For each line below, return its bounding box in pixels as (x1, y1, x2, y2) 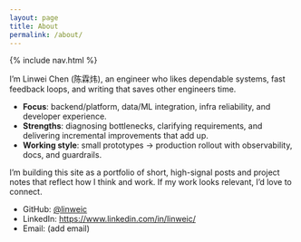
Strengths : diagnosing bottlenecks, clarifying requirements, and (22, 121, 263, 131)
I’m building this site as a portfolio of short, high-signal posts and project (9, 167, 280, 178)
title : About (9, 22, 59, 31)
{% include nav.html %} (9, 55, 98, 66)
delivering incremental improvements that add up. (22, 131, 209, 141)
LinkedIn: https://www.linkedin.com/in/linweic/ (22, 214, 197, 225)
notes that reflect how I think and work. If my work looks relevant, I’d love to (9, 177, 293, 188)
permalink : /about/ (9, 30, 83, 39)
